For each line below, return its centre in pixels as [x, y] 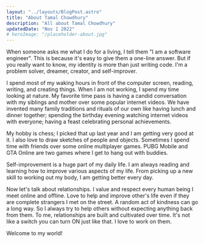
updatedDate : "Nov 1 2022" [40, 29]
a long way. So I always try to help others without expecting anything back [100, 209]
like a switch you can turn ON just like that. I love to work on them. [89, 222]
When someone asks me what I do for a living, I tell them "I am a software [98, 52]
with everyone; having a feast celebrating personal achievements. [89, 122]
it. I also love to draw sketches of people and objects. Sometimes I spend [98, 140]
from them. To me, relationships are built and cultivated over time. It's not [98, 215]
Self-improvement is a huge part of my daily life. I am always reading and [98, 165]
